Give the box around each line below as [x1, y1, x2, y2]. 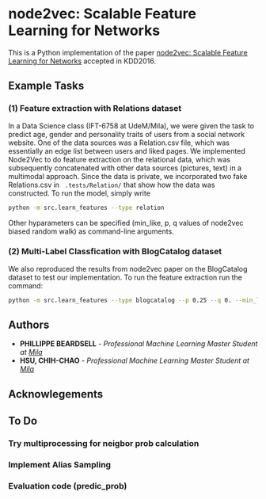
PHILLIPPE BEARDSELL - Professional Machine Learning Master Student [19, 339, 258, 349]
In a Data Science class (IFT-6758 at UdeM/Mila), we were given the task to [8, 120, 255, 131]
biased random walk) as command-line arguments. [8, 227, 174, 236]
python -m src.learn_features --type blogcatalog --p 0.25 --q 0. [8, 296, 232, 304]
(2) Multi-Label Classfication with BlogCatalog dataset [8, 246, 222, 257]
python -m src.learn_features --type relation [8, 204, 165, 211]
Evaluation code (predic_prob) [8, 481, 127, 492]
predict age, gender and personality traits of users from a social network [8, 129, 245, 139]
